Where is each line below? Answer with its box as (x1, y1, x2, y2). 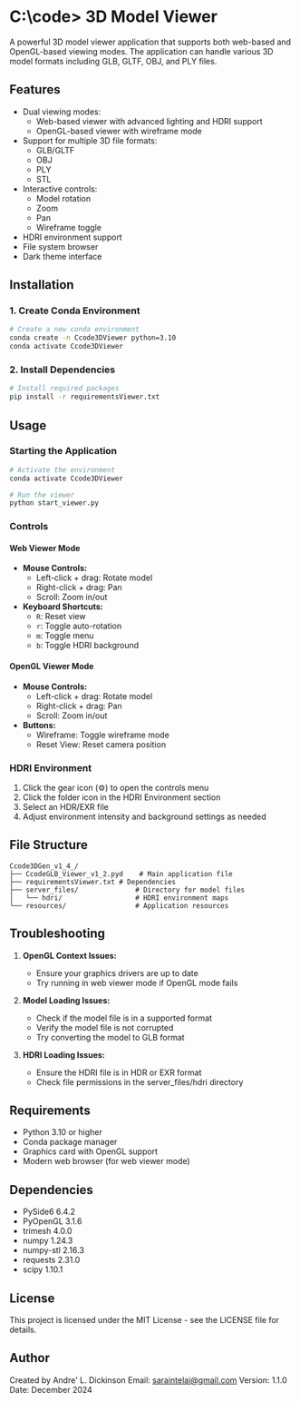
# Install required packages (9, 384, 120, 393)
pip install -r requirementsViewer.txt (9, 392, 160, 401)
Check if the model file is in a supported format (35, 1012, 213, 1023)
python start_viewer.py (9, 499, 100, 508)
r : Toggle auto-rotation (35, 620, 122, 632)
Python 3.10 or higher (22, 1127, 102, 1138)
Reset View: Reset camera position (35, 738, 166, 750)
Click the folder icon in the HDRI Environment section (22, 792, 221, 803)
